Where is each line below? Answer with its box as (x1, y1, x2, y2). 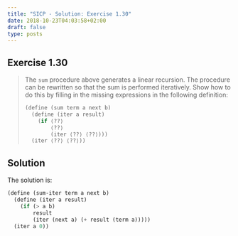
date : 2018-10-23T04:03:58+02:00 (7, 17, 107, 24)
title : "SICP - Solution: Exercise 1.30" (7, 10, 132, 18)
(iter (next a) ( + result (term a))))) (33, 216, 151, 223)
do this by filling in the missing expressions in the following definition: (24, 90, 229, 100)
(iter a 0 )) (13, 222, 50, 230)
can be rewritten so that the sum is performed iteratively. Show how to (24, 83, 231, 92)
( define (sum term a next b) (24, 104, 112, 112)
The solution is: (7, 176, 53, 185)
